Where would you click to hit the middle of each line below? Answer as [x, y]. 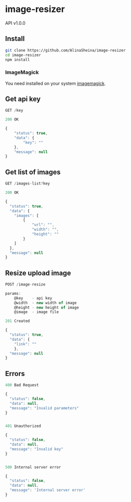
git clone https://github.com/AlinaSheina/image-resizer [65, 50]
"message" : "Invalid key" [37, 449]
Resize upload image [38, 273]
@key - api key [33, 298]
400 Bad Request [22, 385]
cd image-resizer [23, 55]
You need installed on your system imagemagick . [56, 83]
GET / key [14, 110]
